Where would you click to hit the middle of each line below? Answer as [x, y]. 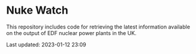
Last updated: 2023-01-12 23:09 [46, 45]
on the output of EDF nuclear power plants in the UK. [71, 33]
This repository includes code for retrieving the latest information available [98, 27]
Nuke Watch [37, 10]
